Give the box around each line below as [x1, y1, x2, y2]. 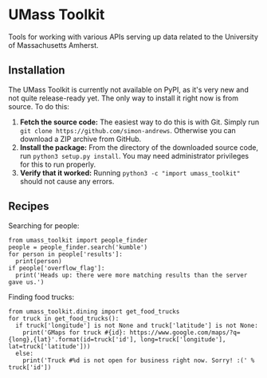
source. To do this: [8, 101, 70, 111]
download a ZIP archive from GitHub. [19, 134, 142, 144]
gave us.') [8, 278, 45, 286]
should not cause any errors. [19, 176, 115, 186]
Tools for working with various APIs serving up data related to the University [8, 32, 259, 41]
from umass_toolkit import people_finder [8, 236, 148, 244]
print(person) [15, 257, 62, 265]
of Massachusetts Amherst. [8, 40, 99, 49]
